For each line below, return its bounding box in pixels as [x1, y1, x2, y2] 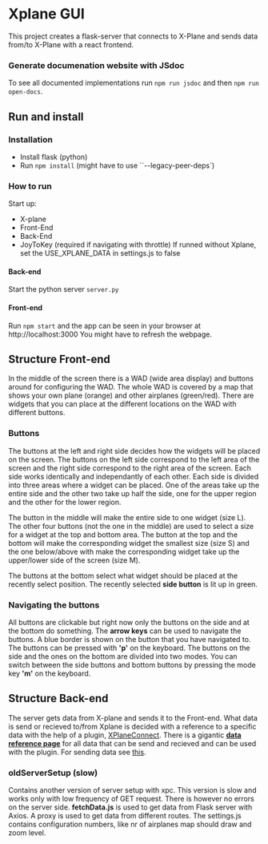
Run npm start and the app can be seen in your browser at [8, 321, 202, 330]
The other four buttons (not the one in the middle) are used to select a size [8, 521, 254, 531]
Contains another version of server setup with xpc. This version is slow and [8, 785, 258, 795]
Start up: [8, 199, 38, 208]
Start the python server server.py [8, 285, 119, 294]
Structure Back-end [8, 692, 109, 705]
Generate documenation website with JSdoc [8, 59, 185, 71]
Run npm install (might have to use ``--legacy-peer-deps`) [19, 160, 215, 170]
